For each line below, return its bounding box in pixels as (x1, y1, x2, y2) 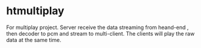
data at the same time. (6, 36, 62, 43)
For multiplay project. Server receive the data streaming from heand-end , (6, 24, 189, 31)
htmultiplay (6, 4, 65, 18)
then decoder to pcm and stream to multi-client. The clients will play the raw (6, 30, 195, 37)
